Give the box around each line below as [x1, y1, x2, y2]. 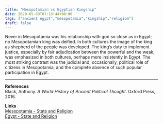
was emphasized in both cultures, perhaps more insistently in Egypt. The [5, 54, 151, 60]
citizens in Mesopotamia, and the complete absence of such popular [5, 65, 142, 70]
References [5, 83, 29, 89]
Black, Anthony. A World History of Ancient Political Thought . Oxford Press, [5, 89, 156, 95]
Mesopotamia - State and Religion [5, 108, 73, 114]
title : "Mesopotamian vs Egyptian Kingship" [5, 7, 97, 12]
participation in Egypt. [5, 69, 49, 75]
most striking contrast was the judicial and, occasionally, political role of [5, 59, 149, 65]
